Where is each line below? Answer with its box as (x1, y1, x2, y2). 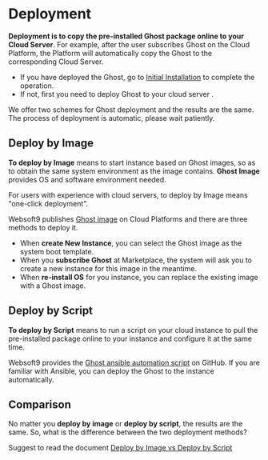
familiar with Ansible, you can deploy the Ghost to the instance (8, 366, 214, 376)
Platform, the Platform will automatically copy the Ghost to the (8, 48, 213, 58)
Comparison (8, 398, 72, 411)
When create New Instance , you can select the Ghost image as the (19, 238, 242, 248)
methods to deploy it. (8, 222, 78, 232)
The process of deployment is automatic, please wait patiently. (8, 113, 215, 122)
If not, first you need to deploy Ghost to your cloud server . (19, 89, 214, 98)
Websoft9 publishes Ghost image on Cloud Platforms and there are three (8, 214, 248, 224)
